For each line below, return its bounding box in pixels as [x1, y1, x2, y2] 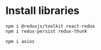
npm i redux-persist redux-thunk [5, 28, 87, 34]
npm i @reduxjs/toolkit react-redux [5, 23, 95, 29]
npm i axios [5, 38, 35, 44]
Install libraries [5, 4, 80, 17]
